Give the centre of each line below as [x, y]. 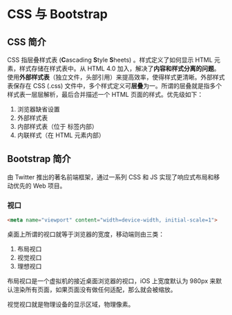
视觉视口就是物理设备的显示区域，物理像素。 [71, 304]
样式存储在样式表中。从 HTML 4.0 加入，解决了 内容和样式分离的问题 [116, 69]
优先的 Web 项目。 [39, 186]
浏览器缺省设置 [38, 109]
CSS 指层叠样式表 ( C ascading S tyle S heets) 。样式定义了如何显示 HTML [110, 60]
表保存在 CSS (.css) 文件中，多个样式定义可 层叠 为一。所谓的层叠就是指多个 [115, 86]
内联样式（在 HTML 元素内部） [61, 135]
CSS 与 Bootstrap [58, 14]
